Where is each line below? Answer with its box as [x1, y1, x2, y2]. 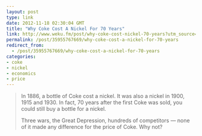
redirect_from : [6, 43, 44, 49]
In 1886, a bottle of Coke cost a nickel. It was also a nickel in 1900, [20, 93, 185, 100]
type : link [6, 14, 34, 20]
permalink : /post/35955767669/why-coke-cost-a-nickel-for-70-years [6, 37, 179, 43]
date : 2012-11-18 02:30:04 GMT [6, 20, 85, 26]
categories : [6, 54, 36, 60]
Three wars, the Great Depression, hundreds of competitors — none [20, 117, 191, 124]
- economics [6, 70, 36, 76]
